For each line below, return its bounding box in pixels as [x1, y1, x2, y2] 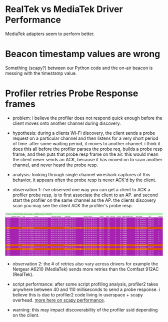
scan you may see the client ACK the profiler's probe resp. [12, 202, 133, 208]
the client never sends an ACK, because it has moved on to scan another [12, 156, 162, 162]
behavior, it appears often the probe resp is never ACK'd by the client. [12, 177, 156, 183]
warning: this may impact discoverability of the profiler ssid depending [12, 306, 158, 312]
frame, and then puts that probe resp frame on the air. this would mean [12, 151, 158, 157]
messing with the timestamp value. [5, 70, 77, 76]
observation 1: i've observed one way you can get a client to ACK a [12, 186, 150, 192]
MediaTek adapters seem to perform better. [5, 31, 95, 37]
